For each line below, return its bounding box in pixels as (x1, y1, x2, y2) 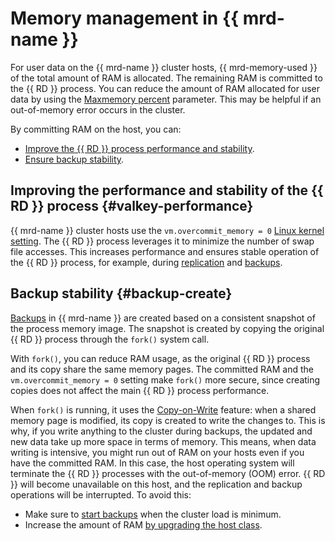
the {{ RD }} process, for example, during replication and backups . (10, 256, 283, 268)
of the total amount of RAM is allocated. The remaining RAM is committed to (10, 72, 323, 84)
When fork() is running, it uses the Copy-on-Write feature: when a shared (10, 403, 317, 416)
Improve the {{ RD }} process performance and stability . (24, 142, 255, 154)
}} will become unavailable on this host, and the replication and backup (10, 478, 303, 490)
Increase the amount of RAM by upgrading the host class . (24, 518, 263, 531)
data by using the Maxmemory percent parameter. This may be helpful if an (10, 93, 322, 105)
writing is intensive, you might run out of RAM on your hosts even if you (10, 446, 305, 458)
